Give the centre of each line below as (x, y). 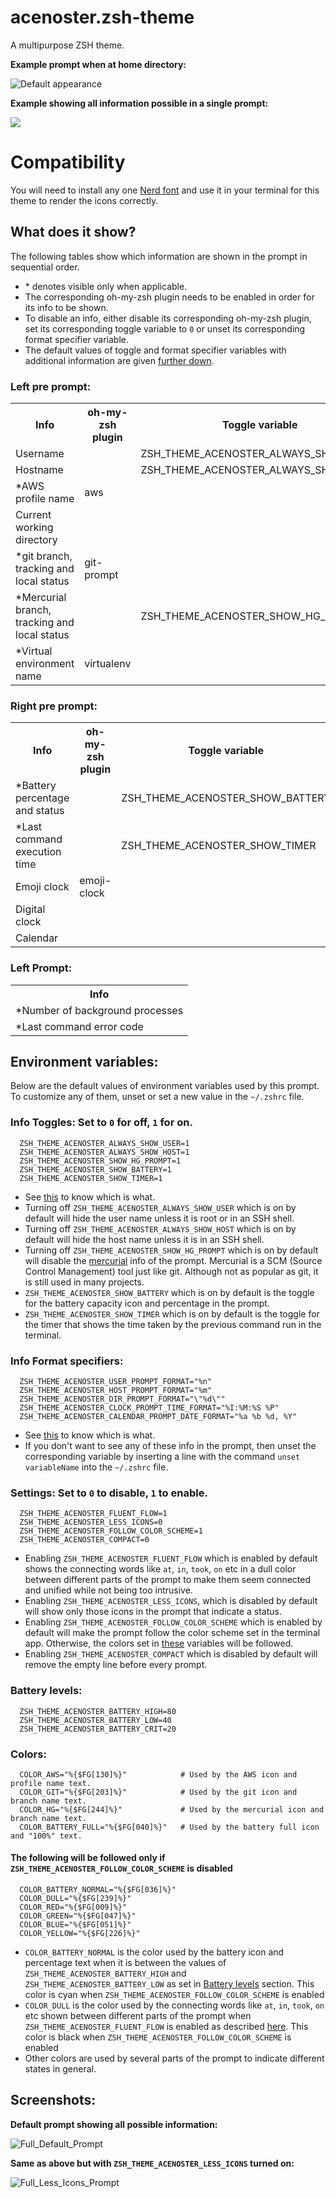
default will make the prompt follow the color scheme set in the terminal (172, 1633)
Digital (30, 909)
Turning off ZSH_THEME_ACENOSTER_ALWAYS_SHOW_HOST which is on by (160, 1228)
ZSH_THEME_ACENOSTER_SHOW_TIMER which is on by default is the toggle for (172, 1313)
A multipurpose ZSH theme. (67, 45)
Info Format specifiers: (67, 1361)
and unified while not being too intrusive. (108, 1590)
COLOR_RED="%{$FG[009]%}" (73, 1907)
